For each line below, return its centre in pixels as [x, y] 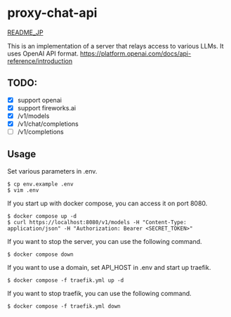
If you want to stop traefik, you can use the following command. [99, 293]
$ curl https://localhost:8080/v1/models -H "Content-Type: [97, 222]
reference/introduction [40, 60]
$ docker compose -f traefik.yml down [64, 306]
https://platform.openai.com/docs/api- [136, 53]
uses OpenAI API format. [43, 53]
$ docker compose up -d [42, 216]
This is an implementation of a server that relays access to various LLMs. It [115, 46]
